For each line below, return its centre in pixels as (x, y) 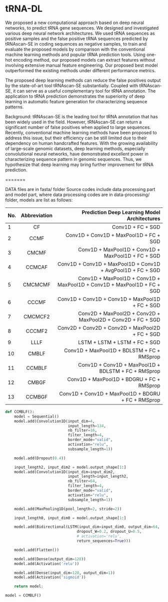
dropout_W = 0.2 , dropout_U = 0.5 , (109, 532)
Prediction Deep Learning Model (121, 212)
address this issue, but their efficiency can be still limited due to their (76, 138)
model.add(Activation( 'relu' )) (47, 564)
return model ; (29, 586)
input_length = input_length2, (98, 477)
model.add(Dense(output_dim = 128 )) (50, 559)
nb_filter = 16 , (82, 431)
